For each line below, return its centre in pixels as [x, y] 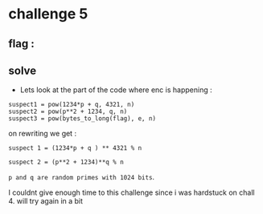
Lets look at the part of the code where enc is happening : [116, 90]
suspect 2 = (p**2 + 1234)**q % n [66, 162]
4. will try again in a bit [45, 201]
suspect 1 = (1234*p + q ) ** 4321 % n [75, 148]
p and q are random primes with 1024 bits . [82, 177]
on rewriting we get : [43, 134]
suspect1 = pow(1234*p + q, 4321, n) [72, 105]
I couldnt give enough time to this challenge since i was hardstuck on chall [131, 192]
